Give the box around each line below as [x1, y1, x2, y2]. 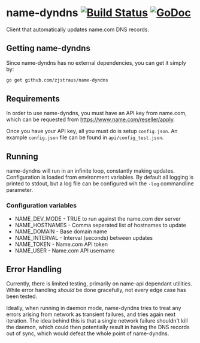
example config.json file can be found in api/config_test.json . [6, 134, 164, 141]
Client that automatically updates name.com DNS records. [6, 26, 150, 33]
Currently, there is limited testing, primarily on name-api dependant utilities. [6, 280, 193, 287]
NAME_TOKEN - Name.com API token [14, 240, 108, 248]
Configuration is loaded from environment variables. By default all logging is [6, 174, 194, 181]
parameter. [6, 186, 34, 194]
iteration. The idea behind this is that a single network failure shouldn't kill [6, 317, 188, 324]
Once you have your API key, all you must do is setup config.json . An [6, 128, 178, 135]
